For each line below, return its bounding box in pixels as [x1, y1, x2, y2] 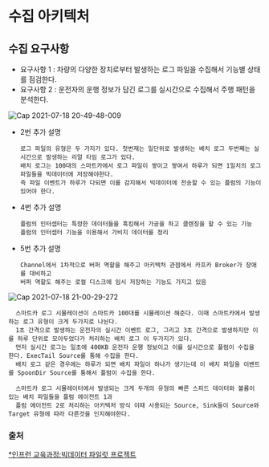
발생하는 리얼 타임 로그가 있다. [45, 153, 136, 161]
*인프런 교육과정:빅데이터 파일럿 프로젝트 [8, 450, 137, 460]
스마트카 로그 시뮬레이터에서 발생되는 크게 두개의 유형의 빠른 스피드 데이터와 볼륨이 [15, 384, 255, 392]
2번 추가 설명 [19, 128, 62, 136]
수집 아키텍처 [8, 7, 90, 26]
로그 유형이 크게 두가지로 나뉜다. [22, 318, 118, 326]
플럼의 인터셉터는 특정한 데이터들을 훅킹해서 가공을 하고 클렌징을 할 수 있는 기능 [19, 220, 253, 228]
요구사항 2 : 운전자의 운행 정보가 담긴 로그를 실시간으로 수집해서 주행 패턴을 [19, 85, 255, 94]
